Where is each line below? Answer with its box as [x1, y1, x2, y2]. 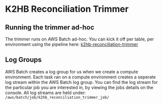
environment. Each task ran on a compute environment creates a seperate [5, 74, 156, 80]
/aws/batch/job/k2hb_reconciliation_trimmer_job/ [5, 95, 110, 100]
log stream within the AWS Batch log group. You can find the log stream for [5, 79, 158, 85]
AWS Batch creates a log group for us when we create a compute [5, 69, 138, 74]
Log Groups [5, 56, 42, 64]
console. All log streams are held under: [5, 90, 86, 96]
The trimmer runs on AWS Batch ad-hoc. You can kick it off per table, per [5, 36, 154, 42]
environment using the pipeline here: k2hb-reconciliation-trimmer [5, 41, 138, 47]
